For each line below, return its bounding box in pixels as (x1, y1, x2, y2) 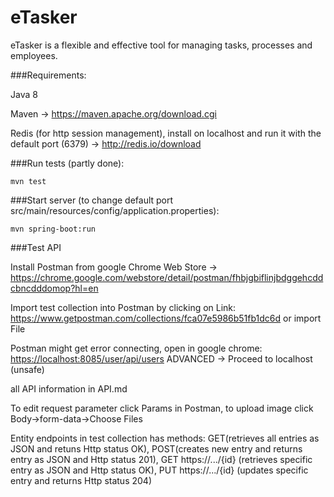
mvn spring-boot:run (10, 224, 97, 234)
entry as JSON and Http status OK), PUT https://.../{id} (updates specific (10, 464, 309, 476)
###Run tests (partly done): (10, 157, 125, 169)
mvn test (10, 176, 47, 186)
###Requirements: (10, 69, 87, 81)
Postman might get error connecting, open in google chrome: (10, 342, 263, 354)
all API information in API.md (10, 382, 128, 395)
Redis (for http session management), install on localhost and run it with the (10, 127, 322, 139)
